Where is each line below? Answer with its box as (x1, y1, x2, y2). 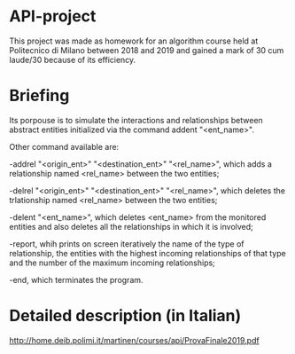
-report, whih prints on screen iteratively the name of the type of (9, 238, 245, 249)
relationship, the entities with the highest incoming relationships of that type (9, 248, 286, 258)
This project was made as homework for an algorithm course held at (9, 35, 259, 46)
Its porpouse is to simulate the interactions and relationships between (9, 114, 263, 125)
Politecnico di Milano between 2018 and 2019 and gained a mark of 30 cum (9, 44, 284, 55)
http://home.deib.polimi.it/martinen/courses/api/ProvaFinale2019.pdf (9, 334, 260, 345)
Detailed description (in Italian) (9, 306, 242, 326)
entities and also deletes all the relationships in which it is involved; (9, 221, 254, 232)
